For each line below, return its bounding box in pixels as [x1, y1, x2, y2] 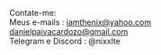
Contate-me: [9, 8, 57, 18]
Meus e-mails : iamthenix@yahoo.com [9, 17, 152, 27]
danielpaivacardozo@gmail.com [9, 27, 129, 36]
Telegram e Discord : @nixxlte [9, 35, 121, 46]
